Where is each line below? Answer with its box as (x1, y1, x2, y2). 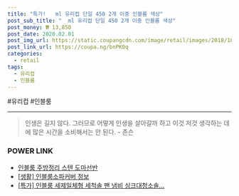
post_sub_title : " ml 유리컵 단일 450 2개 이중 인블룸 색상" (7, 17, 176, 24)
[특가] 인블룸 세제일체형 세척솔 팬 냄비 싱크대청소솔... (17, 181, 165, 190)
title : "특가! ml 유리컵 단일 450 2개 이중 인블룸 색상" (7, 10, 164, 18)
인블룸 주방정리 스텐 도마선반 (17, 163, 98, 172)
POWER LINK (7, 146, 53, 156)
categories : (7, 51, 43, 58)
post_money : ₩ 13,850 (7, 24, 72, 31)
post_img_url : (7, 37, 50, 44)
